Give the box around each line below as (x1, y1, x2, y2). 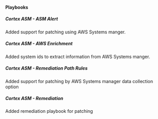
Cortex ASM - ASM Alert (5, 16, 58, 22)
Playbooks (5, 4, 29, 10)
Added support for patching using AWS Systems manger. (5, 29, 126, 35)
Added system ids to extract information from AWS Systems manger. (5, 53, 150, 60)
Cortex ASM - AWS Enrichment (5, 41, 73, 47)
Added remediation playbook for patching (5, 108, 93, 114)
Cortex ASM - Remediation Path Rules (5, 65, 88, 71)
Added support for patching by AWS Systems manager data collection (5, 78, 153, 84)
